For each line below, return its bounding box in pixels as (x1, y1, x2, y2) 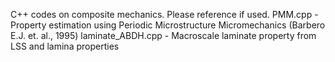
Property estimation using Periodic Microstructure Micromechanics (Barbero (10, 19, 326, 31)
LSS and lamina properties (10, 40, 120, 52)
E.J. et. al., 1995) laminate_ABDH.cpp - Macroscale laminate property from (10, 30, 317, 41)
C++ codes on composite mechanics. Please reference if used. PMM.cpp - (10, 9, 319, 20)
